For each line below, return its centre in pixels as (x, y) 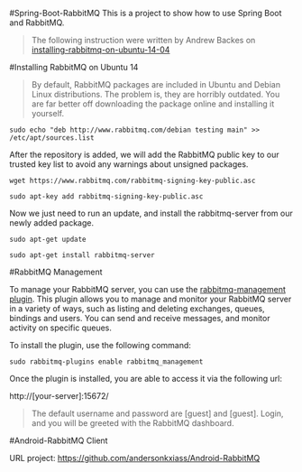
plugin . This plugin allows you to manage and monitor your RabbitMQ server (151, 299)
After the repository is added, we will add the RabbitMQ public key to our (144, 154)
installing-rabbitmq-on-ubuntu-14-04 (101, 50)
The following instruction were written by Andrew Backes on (143, 40)
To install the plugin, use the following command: (101, 345)
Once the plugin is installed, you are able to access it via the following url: (146, 379)
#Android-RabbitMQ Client (59, 440)
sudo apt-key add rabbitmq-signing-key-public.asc (106, 197)
